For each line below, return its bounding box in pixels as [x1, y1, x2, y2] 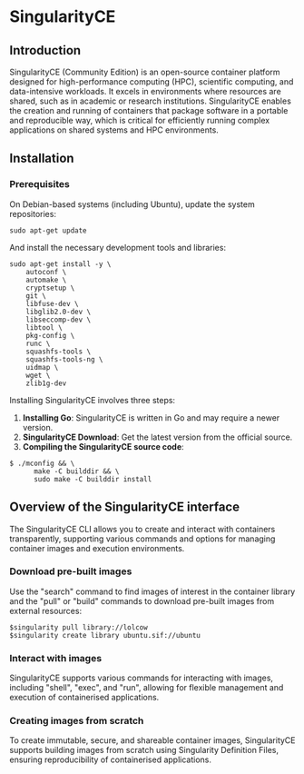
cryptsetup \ [25, 283, 75, 293]
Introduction [9, 43, 82, 58]
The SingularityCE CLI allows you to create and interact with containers [9, 523, 276, 534]
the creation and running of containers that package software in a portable [9, 105, 289, 115]
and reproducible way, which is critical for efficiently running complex [9, 115, 270, 125]
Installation [9, 151, 74, 166]
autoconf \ [25, 267, 67, 276]
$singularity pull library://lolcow [9, 622, 148, 632]
